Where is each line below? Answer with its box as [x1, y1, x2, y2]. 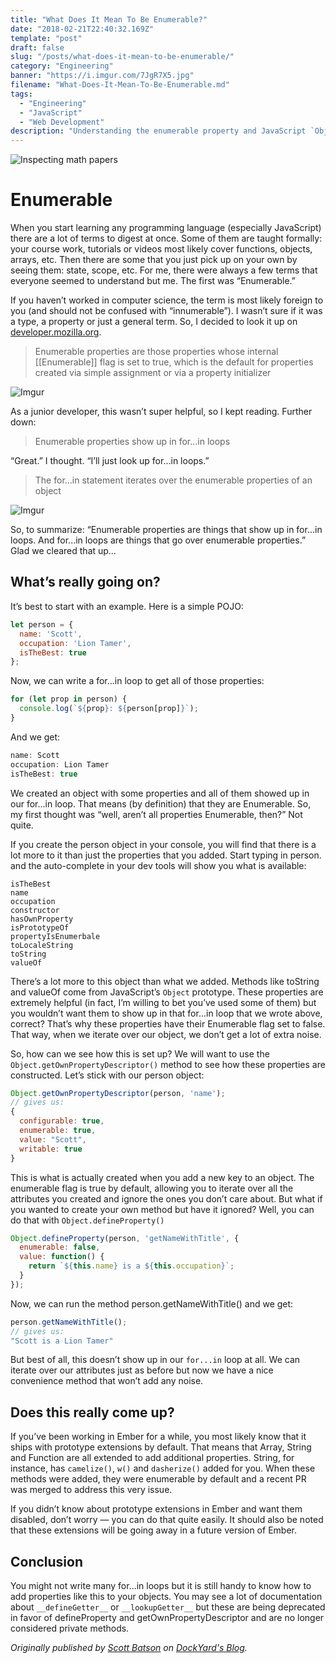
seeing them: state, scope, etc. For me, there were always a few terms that [10, 264, 318, 276]
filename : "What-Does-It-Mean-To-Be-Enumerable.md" [10, 80, 230, 90]
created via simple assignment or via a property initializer [34, 367, 272, 379]
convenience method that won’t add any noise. [10, 1375, 204, 1387]
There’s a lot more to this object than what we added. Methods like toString [10, 975, 320, 987]
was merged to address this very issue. [10, 1484, 173, 1496]
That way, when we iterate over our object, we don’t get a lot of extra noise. [10, 1028, 322, 1040]
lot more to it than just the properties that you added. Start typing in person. [10, 849, 322, 861]
